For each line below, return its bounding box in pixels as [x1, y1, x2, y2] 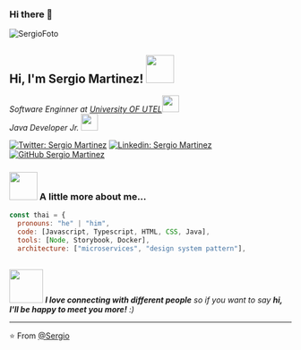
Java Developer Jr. [9, 123, 80, 133]
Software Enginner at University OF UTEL [9, 104, 163, 115]
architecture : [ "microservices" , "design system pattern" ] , [17, 243, 246, 253]
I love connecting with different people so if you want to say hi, [44, 295, 283, 305]
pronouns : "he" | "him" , [17, 219, 110, 228]
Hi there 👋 [9, 8, 54, 21]
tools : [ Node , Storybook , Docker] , [17, 236, 150, 245]
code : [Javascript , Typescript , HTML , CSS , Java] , [17, 227, 211, 236]
